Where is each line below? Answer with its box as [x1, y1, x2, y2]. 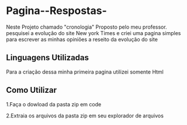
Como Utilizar [6, 85, 57, 95]
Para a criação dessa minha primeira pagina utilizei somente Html [6, 68, 164, 75]
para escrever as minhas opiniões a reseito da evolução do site [6, 36, 158, 43]
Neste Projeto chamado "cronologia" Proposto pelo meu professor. [6, 23, 168, 30]
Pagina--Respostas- [6, 4, 107, 18]
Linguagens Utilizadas [6, 53, 89, 62]
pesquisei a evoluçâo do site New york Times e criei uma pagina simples [6, 29, 181, 36]
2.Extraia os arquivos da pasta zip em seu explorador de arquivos [6, 112, 164, 119]
